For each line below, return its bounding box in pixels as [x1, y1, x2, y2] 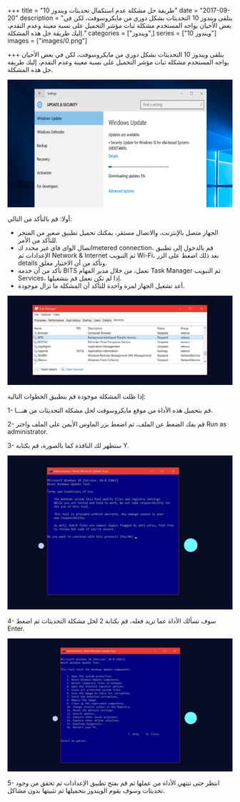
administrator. [7, 428, 49, 436]
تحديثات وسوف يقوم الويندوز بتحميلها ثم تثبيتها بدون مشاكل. [7, 786, 166, 795]
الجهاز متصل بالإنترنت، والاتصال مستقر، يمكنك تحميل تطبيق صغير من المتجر [17, 228, 219, 236]
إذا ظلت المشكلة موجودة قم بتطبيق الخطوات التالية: [7, 392, 146, 401]
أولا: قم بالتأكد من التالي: [7, 214, 73, 223]
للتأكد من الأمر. [17, 236, 59, 244]
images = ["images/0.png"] [7, 36, 88, 45]
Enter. [7, 624, 25, 633]
